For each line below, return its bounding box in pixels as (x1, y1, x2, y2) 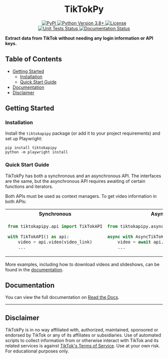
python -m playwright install (5, 150, 68, 155)
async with (107, 234, 133, 239)
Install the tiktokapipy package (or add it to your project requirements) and (5, 130, 160, 136)
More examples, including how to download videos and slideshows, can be (5, 261, 160, 267)
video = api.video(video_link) (17, 239, 92, 245)
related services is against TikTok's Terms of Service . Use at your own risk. (5, 343, 160, 349)
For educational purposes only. (5, 348, 69, 354)
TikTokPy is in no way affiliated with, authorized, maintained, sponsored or (5, 327, 158, 333)
